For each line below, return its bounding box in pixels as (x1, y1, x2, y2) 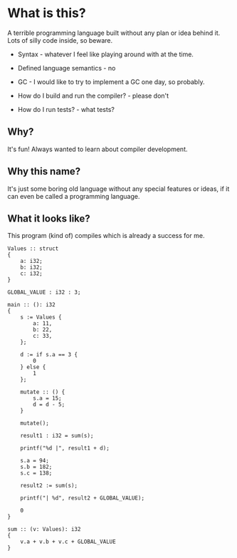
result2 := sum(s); (20, 482, 78, 490)
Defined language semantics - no (17, 63, 116, 72)
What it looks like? (7, 212, 90, 224)
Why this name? (7, 165, 81, 177)
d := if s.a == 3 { (20, 351, 78, 358)
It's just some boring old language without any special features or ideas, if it (7, 184, 230, 193)
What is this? (7, 5, 87, 21)
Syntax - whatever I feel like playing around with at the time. (17, 50, 194, 58)
